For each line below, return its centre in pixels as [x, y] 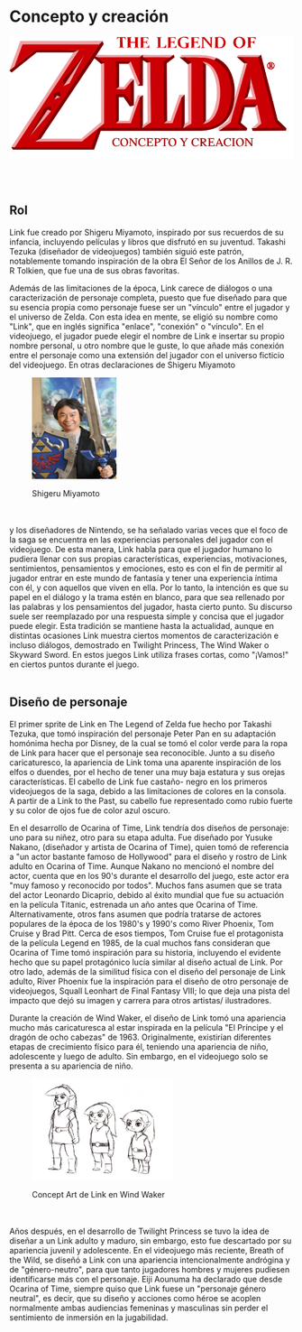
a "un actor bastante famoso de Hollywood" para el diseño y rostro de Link [148, 856]
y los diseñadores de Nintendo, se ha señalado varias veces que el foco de [149, 530]
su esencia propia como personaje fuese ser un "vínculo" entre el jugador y [150, 307]
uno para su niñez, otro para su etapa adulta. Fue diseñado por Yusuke [141, 837]
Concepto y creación [89, 17]
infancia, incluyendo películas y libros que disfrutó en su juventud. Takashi [147, 242]
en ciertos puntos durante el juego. [74, 664]
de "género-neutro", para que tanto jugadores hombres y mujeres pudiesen [150, 1269]
